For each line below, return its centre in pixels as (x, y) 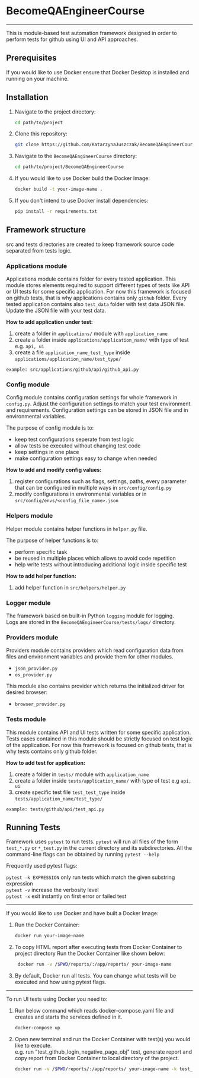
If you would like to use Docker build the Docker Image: (82, 178)
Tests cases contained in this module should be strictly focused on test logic (99, 739)
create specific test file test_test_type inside (70, 792)
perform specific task (41, 551)
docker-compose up (37, 1028)
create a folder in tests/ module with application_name (82, 774)
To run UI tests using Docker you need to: (57, 999)
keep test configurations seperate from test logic (74, 439)
